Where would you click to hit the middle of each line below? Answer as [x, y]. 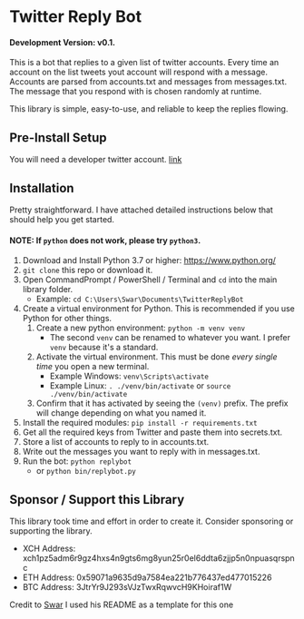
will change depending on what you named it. [121, 413]
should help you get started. [62, 220]
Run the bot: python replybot [77, 461]
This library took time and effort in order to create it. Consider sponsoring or [152, 521]
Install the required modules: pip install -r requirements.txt [140, 423]
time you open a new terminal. [93, 367]
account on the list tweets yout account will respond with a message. [138, 72]
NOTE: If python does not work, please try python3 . [105, 240]
